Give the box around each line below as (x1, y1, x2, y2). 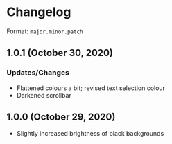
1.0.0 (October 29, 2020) (6, 111, 116, 123)
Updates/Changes (6, 68, 70, 78)
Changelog (6, 4, 71, 20)
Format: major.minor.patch (6, 27, 83, 35)
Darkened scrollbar (16, 91, 72, 99)
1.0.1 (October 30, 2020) (6, 47, 114, 59)
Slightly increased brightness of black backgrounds (16, 129, 164, 138)
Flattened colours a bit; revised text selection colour (16, 84, 166, 92)
